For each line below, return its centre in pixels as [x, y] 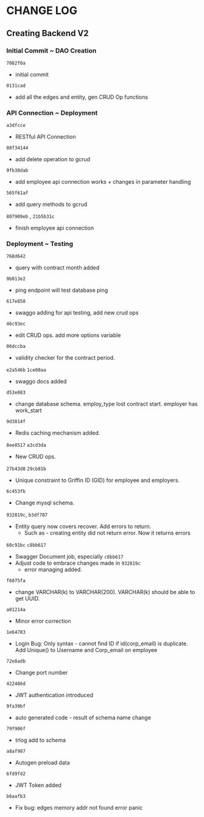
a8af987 [16, 752]
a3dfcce [16, 126]
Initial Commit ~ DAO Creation [51, 51]
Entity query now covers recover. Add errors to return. [83, 526]
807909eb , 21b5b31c [30, 216]
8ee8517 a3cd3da [26, 445]
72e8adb [16, 661]
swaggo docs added [41, 382]
